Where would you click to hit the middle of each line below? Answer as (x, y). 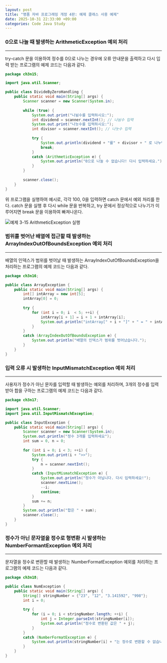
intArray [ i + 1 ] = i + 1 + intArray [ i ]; (83, 317)
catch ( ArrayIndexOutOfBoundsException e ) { (70, 336)
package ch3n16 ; (22, 276)
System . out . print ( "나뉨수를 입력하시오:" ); (73, 115)
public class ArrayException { (38, 285)
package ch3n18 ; (22, 577)
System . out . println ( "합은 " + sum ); (60, 510)
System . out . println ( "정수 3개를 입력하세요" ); (67, 436)
